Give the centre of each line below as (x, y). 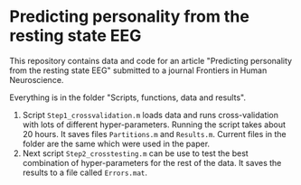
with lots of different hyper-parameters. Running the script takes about (154, 125)
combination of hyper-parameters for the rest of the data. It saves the (152, 162)
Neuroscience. (37, 79)
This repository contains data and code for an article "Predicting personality (150, 60)
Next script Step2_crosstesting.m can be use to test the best (135, 153)
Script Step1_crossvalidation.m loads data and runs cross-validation (150, 115)
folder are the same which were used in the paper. (116, 143)
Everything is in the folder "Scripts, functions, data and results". (128, 97)
